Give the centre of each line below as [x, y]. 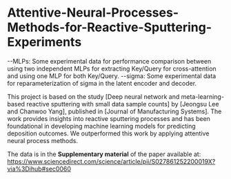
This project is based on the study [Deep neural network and [93, 96]
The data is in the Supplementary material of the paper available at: [104, 154]
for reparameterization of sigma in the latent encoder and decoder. [102, 83]
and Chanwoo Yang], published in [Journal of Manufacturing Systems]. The [114, 111]
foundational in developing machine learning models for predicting [102, 126]
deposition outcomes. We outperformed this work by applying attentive [108, 133]
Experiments [44, 42]
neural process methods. [42, 140]
